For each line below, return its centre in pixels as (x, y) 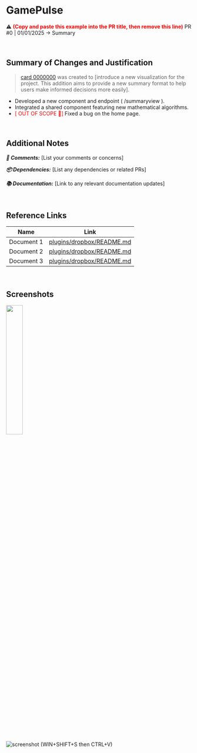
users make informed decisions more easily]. (75, 90)
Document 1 (26, 242)
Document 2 (26, 252)
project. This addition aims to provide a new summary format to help (103, 83)
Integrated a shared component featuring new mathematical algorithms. (102, 107)
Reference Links (36, 215)
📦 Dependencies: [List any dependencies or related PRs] (76, 169)
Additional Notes (38, 143)
